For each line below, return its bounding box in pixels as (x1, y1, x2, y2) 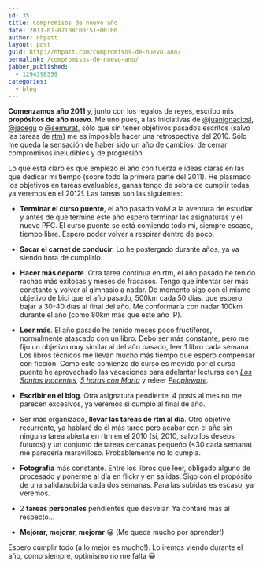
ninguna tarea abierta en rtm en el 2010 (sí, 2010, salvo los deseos (19, 432, 235, 441)
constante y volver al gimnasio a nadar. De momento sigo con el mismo (19, 285, 251, 294)
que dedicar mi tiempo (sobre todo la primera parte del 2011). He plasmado (8, 172, 252, 181)
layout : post (8, 41, 51, 49)
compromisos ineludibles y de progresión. (8, 148, 145, 158)
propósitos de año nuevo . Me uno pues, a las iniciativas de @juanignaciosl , (8, 115, 254, 125)
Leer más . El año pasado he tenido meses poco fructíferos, (19, 325, 213, 335)
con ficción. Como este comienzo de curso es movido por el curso (19, 359, 236, 368)
